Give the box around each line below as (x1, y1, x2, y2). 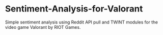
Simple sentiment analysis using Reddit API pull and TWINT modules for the (5, 19, 158, 25)
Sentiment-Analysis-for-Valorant (5, 3, 143, 14)
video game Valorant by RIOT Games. (5, 24, 81, 30)
